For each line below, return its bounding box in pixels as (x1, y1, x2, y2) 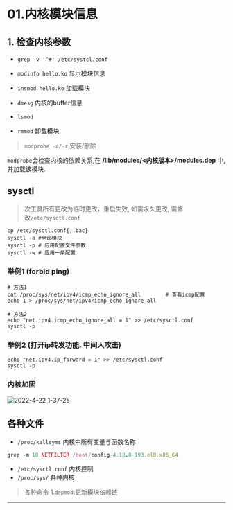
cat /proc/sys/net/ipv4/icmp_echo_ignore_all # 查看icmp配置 (7, 292, 205, 299)
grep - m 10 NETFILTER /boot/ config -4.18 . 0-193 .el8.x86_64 (7, 451, 178, 458)
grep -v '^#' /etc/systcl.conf (17, 56, 108, 63)
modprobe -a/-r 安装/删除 (24, 141, 97, 150)
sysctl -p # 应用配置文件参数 (7, 242, 87, 249)
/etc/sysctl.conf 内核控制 (17, 465, 94, 473)
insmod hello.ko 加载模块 (17, 84, 91, 92)
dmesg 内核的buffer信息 (17, 98, 83, 107)
